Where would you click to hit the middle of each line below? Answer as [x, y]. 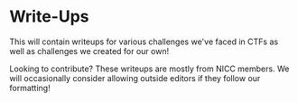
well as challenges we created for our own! [89, 51]
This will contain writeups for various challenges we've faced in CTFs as [144, 42]
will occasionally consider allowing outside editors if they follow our [135, 78]
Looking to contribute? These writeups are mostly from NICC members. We [149, 69]
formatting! [30, 88]
